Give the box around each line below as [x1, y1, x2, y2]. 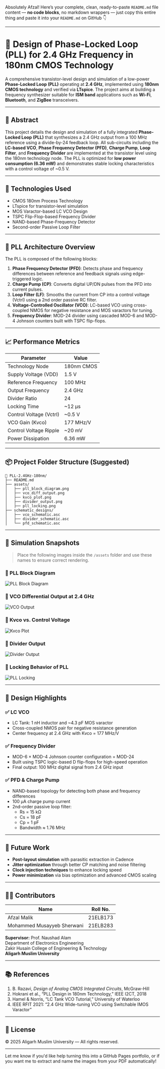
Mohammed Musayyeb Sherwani [7, 922, 83, 929]
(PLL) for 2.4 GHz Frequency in [5, 49, 134, 61]
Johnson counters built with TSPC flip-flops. [16, 318, 107, 324]
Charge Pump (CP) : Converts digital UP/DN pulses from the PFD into [12, 281, 152, 287]
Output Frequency [7, 387, 50, 394]
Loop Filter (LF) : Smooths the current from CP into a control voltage [12, 292, 150, 298]
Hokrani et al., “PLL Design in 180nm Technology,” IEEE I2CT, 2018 [12, 991, 147, 997]
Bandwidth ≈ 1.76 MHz [19, 824, 65, 831]
